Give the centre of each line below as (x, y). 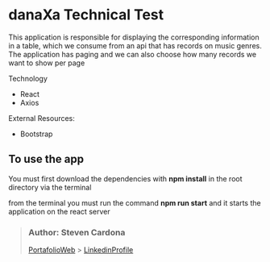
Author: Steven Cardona (77, 232)
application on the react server (59, 211)
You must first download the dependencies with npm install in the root (126, 178)
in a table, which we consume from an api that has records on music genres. (135, 45)
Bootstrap (36, 134)
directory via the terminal (50, 187)
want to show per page (47, 63)
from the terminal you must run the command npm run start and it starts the (135, 202)
